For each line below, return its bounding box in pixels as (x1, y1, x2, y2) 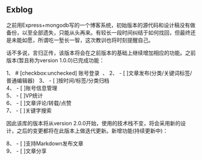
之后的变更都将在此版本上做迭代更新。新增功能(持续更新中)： (16, 127, 168, 134)
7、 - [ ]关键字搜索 (6, 107, 52, 114)
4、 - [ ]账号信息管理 (6, 84, 58, 92)
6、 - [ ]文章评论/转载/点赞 (6, 99, 72, 107)
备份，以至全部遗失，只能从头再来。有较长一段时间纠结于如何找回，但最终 (6, 29, 191, 36)
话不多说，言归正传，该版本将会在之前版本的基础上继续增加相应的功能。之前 (6, 49, 196, 56)
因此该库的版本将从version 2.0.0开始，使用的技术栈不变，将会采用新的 (6, 119, 181, 126)
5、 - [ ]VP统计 (6, 92, 43, 99)
